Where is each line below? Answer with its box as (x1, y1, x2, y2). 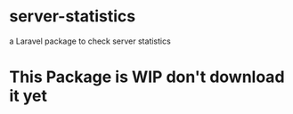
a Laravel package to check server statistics (9, 36, 171, 46)
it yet (9, 86, 47, 106)
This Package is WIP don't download (9, 67, 285, 87)
